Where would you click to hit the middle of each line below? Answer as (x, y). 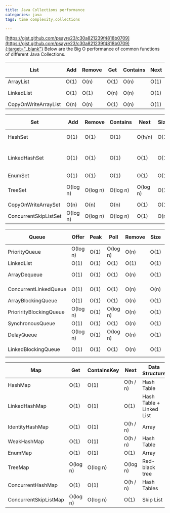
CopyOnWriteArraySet (34, 205)
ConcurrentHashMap (33, 485)
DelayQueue (23, 335)
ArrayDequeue (25, 275)
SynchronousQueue (32, 324)
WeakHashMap (26, 442)
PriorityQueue (25, 252)
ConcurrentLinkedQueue (37, 289)
